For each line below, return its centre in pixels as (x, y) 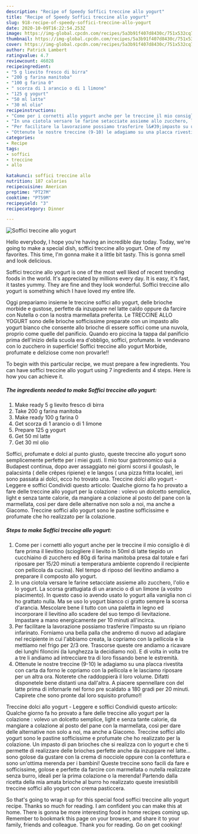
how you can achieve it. (35, 377)
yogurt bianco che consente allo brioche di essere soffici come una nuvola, (98, 327)
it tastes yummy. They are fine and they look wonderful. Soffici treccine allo (98, 285)
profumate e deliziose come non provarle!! (57, 353)
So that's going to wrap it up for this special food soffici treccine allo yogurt (98, 800)
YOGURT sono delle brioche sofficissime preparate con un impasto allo (93, 321)
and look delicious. (29, 261)
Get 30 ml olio (32, 442)
